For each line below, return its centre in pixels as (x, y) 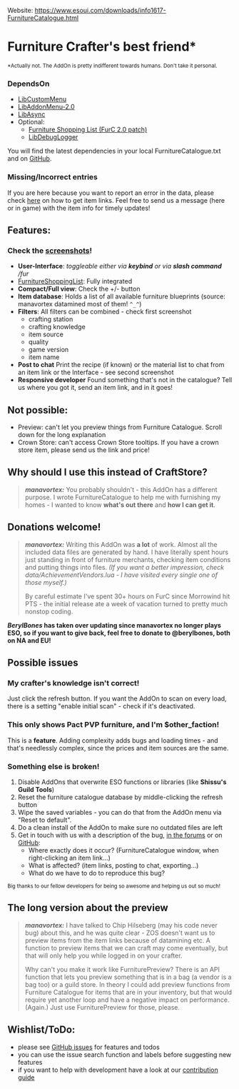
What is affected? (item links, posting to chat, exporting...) (113, 865)
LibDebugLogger (53, 137)
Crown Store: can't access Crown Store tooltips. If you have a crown (118, 443)
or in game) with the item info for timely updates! (79, 208)
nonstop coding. (49, 611)
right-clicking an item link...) (69, 858)
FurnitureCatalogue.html (43, 18)
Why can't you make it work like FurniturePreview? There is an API (122, 969)
